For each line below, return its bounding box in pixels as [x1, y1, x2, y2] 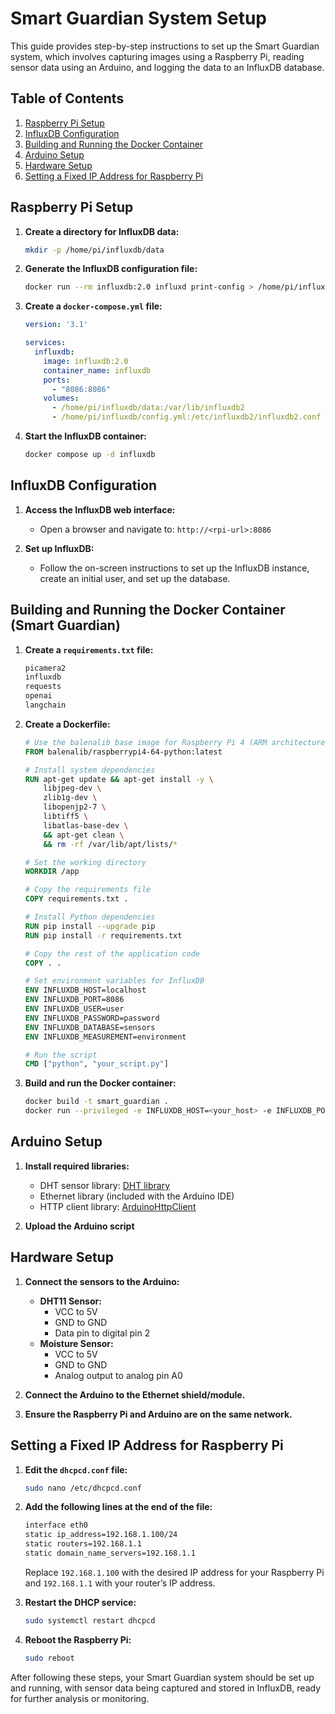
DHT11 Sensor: [39, 1295, 102, 1307]
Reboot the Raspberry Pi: [24, 1633, 132, 1646]
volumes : [43, 393, 80, 404]
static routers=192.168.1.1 [24, 1539, 142, 1549]
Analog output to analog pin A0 [54, 1369, 183, 1381]
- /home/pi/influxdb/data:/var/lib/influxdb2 [51, 403, 245, 413]
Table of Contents [10, 90, 125, 107]
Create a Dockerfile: [24, 718, 111, 730]
